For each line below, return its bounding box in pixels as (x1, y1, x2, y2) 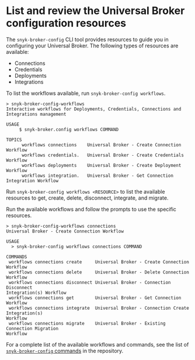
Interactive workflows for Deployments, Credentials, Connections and (6, 106, 182, 112)
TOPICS (6, 136, 22, 143)
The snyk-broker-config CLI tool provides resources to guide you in (6, 36, 169, 43)
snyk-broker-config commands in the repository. (6, 347, 124, 354)
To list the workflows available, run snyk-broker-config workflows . (6, 90, 166, 97)
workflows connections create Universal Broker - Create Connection (8, 259, 190, 265)
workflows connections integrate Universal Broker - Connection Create (8, 305, 190, 311)
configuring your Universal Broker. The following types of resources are (6, 42, 179, 49)
